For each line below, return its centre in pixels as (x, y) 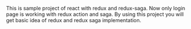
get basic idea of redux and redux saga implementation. (74, 20)
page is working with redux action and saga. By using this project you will (95, 14)
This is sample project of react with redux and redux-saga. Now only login (96, 8)
